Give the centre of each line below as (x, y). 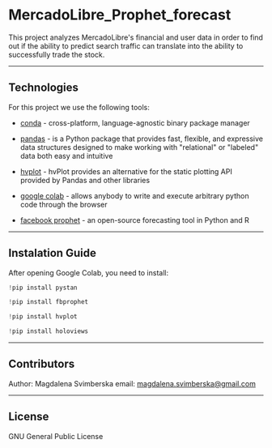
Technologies (44, 88)
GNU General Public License (56, 436)
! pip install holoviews (49, 331)
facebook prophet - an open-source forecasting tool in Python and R (134, 220)
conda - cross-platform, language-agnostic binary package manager (135, 122)
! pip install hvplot (43, 317)
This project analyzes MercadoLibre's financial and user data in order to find (136, 37)
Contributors (42, 364)
